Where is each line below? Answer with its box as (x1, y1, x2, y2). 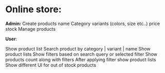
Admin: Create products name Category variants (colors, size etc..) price (5, 20, 160, 27)
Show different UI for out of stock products (5, 62, 97, 68)
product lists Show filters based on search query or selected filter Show (5, 51, 158, 57)
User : (5, 36, 17, 42)
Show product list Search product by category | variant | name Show (5, 45, 151, 52)
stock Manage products (5, 26, 56, 32)
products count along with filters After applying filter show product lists (5, 56, 156, 62)
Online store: (5, 4, 62, 15)
